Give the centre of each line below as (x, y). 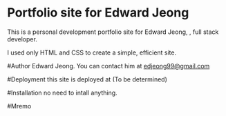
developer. (22, 39)
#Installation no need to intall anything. (62, 93)
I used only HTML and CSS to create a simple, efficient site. (92, 52)
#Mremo (19, 106)
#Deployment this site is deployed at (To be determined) (87, 79)
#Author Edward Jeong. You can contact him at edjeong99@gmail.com (109, 66)
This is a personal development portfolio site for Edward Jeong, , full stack (113, 32)
